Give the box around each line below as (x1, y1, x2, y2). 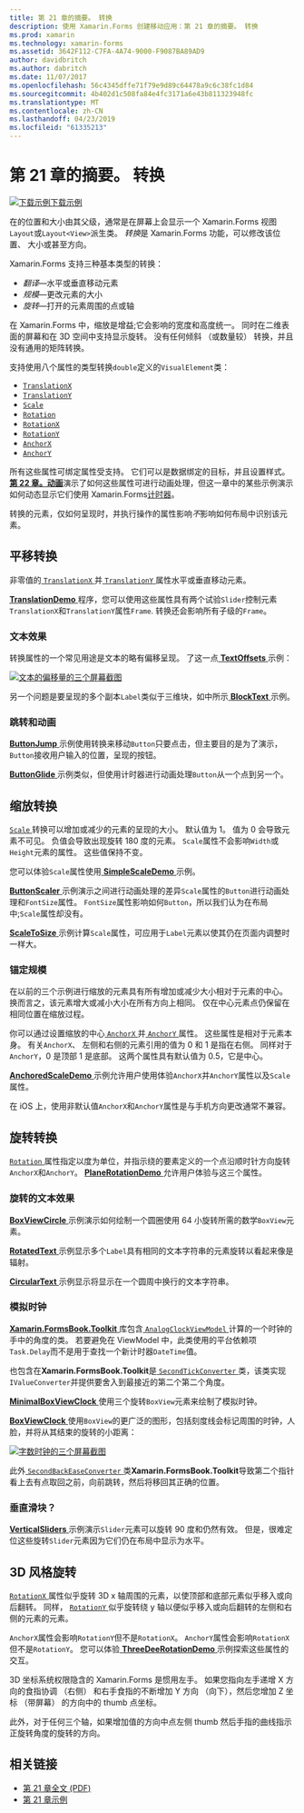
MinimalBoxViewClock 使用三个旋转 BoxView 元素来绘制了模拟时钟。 (9, 1396, 263, 1407)
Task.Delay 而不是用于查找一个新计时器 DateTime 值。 (9, 1346, 202, 1357)
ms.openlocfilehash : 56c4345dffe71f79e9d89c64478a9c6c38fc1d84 (9, 81, 254, 90)
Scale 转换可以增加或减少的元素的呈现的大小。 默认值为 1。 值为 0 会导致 (9, 824, 282, 835)
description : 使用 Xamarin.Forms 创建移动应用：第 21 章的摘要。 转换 (9, 22, 259, 31)
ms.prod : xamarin (9, 30, 75, 39)
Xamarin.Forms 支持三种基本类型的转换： (9, 258, 164, 269)
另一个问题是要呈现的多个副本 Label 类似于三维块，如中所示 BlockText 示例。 (9, 692, 295, 702)
